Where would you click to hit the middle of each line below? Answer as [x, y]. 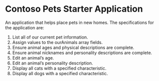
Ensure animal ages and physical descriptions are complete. [73, 47]
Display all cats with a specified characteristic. [59, 68]
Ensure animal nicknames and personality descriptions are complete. [82, 53]
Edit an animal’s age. [33, 58]
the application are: [25, 27]
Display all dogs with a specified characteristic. [60, 73]
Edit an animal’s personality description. [53, 63]
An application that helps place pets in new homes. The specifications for [79, 22]
